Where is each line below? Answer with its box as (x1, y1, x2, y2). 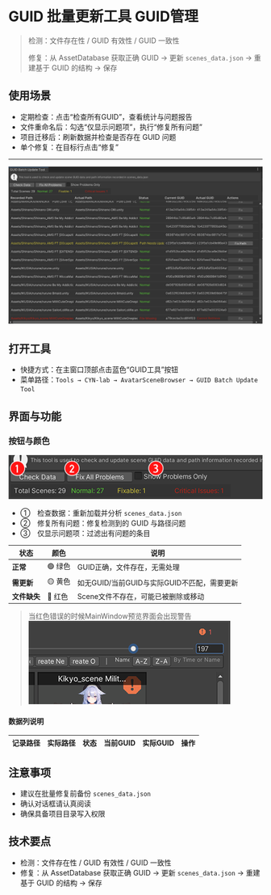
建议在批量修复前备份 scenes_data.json (19, 789, 152, 798)
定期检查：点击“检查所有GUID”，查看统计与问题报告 (19, 112, 193, 121)
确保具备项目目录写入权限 (19, 809, 106, 818)
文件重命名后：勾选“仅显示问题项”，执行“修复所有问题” (19, 122, 203, 132)
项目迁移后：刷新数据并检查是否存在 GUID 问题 (19, 132, 177, 141)
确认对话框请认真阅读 (19, 799, 91, 808)
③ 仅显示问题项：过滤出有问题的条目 (19, 529, 151, 538)
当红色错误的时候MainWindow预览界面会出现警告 (27, 611, 192, 621)
